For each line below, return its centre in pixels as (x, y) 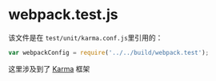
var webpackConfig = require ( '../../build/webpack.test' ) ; (109, 52)
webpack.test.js (63, 15)
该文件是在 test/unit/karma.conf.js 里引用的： (86, 37)
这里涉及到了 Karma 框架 (49, 68)
